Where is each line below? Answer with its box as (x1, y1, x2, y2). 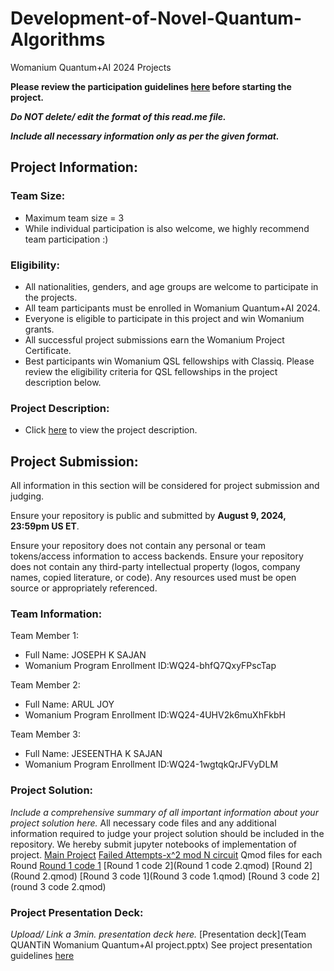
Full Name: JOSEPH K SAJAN (24, 649, 147, 661)
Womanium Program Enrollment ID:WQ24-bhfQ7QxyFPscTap (24, 660, 277, 672)
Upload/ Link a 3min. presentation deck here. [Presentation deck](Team (10, 928, 307, 940)
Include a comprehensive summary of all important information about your (10, 806, 319, 818)
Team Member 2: (10, 679, 81, 691)
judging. (10, 490, 45, 502)
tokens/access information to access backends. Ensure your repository (10, 550, 304, 562)
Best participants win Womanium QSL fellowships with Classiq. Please (24, 355, 315, 367)
